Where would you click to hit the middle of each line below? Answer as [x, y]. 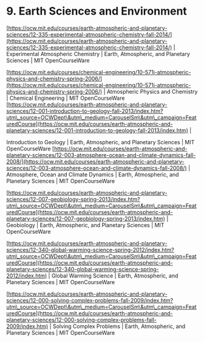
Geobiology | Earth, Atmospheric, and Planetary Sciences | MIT [85, 225]
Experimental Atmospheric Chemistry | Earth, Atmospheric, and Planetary [98, 54]
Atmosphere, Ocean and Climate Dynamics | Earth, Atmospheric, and [93, 174]
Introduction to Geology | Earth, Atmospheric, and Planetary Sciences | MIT [100, 142]
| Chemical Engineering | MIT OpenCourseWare [66, 98]
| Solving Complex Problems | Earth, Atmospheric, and [117, 326]
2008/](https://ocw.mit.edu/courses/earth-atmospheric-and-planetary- [95, 161]
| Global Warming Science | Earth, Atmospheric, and [113, 276]
